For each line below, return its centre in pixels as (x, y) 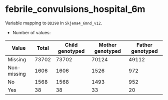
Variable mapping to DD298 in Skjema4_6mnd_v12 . (54, 23)
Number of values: (31, 32)
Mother (107, 45)
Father (144, 45)
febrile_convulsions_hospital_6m (75, 9)
